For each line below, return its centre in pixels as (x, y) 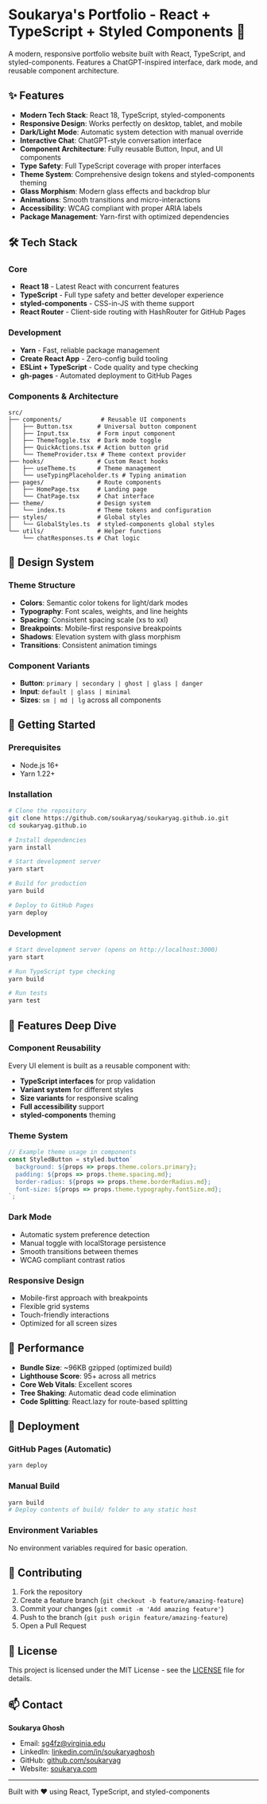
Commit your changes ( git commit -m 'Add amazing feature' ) (122, 1609)
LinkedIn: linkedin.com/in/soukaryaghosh (87, 1752)
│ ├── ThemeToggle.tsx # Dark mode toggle (85, 441)
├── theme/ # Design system (79, 504)
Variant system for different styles (76, 1089)
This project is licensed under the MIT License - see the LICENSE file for (126, 1670)
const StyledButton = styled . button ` (71, 1160)
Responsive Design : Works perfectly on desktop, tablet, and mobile (131, 123)
